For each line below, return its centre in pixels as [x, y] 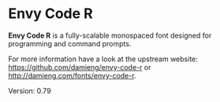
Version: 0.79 [30, 90]
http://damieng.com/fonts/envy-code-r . [72, 75]
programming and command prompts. [70, 43]
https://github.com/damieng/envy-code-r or [80, 67]
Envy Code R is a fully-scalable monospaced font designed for [110, 35]
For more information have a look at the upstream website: [103, 59]
